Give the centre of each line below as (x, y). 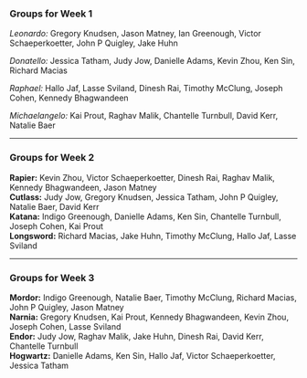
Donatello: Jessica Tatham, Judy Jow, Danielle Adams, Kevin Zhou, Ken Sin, (152, 61)
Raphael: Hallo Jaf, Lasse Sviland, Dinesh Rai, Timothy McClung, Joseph (146, 89)
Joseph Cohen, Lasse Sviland (65, 326)
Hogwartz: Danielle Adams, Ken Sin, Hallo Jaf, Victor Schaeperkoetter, (143, 355)
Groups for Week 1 (51, 14)
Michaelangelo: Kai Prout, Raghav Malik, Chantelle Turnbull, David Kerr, (144, 116)
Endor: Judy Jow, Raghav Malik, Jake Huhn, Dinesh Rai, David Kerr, (137, 336)
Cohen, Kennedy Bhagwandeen (69, 98)
